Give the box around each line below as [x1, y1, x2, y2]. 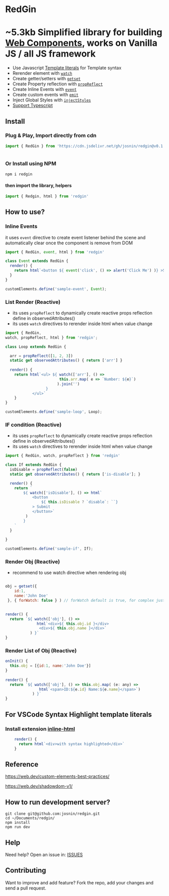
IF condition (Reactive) [5, 421, 62, 428]
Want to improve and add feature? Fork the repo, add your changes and [5, 879, 154, 885]
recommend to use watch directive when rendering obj [12, 569, 127, 576]
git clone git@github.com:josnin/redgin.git [5, 811, 100, 816]
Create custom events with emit [12, 92, 79, 98]
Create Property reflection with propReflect [12, 81, 103, 87]
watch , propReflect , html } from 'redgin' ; [5, 335, 98, 340]
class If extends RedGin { [5, 462, 62, 467]
